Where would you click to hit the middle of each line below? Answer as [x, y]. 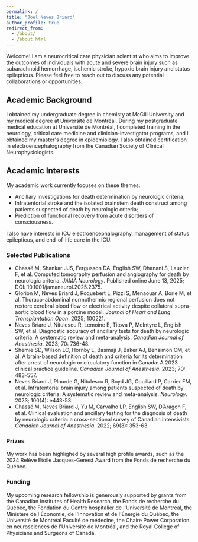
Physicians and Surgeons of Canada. [51, 533]
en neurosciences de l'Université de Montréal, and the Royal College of [93, 527]
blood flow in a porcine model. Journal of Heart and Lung [100, 312]
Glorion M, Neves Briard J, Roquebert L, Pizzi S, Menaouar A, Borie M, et [103, 293]
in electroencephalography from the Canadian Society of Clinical [85, 145]
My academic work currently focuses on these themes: [73, 185]
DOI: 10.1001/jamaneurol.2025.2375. [58, 287]
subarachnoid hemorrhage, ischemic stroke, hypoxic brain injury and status [98, 69]
